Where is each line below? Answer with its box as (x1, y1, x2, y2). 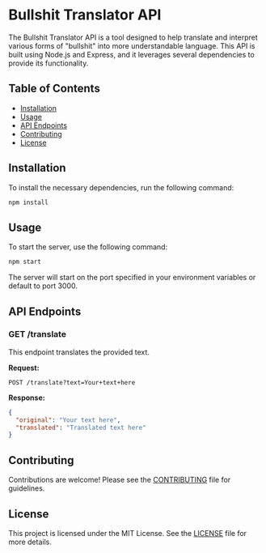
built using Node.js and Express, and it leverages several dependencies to (8, 49, 255, 59)
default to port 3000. (8, 281, 78, 291)
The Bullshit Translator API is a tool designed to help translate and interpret (8, 32, 259, 42)
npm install (8, 198, 49, 206)
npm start (8, 257, 42, 266)
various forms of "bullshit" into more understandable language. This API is (8, 40, 256, 50)
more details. (8, 537, 53, 547)
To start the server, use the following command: (8, 242, 168, 252)
